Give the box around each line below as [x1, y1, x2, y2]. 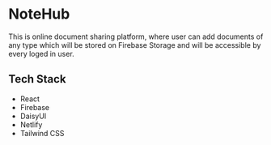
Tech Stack [8, 72, 66, 86]
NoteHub [8, 5, 70, 23]
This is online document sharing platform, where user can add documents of [8, 32, 264, 41]
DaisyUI [19, 111, 47, 121]
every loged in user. [8, 49, 74, 58]
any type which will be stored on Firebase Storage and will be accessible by [8, 40, 261, 49]
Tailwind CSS [19, 128, 65, 138]
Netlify [19, 119, 43, 130]
